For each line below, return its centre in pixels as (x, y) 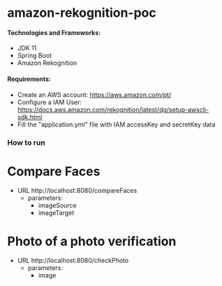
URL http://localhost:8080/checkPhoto (73, 261)
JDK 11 (27, 48)
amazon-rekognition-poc (82, 13)
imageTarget (56, 213)
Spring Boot (35, 56)
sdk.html (30, 117)
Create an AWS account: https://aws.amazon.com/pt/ (94, 94)
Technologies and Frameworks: (54, 32)
